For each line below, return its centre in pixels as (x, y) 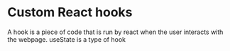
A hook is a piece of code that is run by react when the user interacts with (115, 32)
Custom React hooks (70, 12)
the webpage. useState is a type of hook (67, 39)
